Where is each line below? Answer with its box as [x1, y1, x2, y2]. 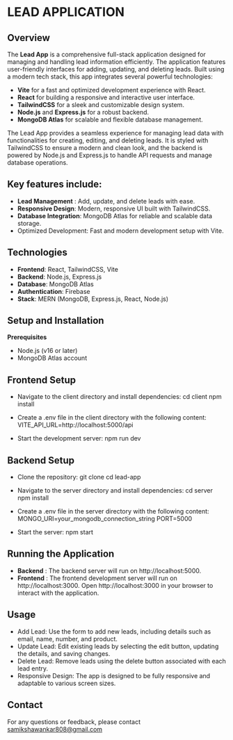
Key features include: [7, 179, 102, 190]
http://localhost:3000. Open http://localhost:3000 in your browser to [17, 581, 214, 589]
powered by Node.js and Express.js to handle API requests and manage [7, 151, 212, 159]
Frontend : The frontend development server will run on [17, 574, 177, 582]
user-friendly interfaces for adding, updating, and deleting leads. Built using [7, 65, 225, 73]
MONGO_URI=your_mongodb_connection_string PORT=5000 [17, 515, 193, 523]
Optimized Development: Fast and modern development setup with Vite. [17, 227, 224, 235]
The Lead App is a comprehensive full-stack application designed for [7, 50, 207, 58]
